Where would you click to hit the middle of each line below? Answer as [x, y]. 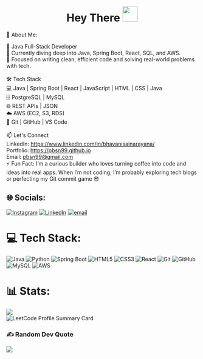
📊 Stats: [28, 291]
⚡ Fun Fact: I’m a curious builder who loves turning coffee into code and [96, 163]
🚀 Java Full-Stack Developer [42, 46]
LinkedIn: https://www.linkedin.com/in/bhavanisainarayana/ [81, 144]
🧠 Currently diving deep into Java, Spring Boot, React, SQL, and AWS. [94, 53]
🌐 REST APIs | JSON [32, 106]
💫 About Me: [22, 35]
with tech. [19, 65]
